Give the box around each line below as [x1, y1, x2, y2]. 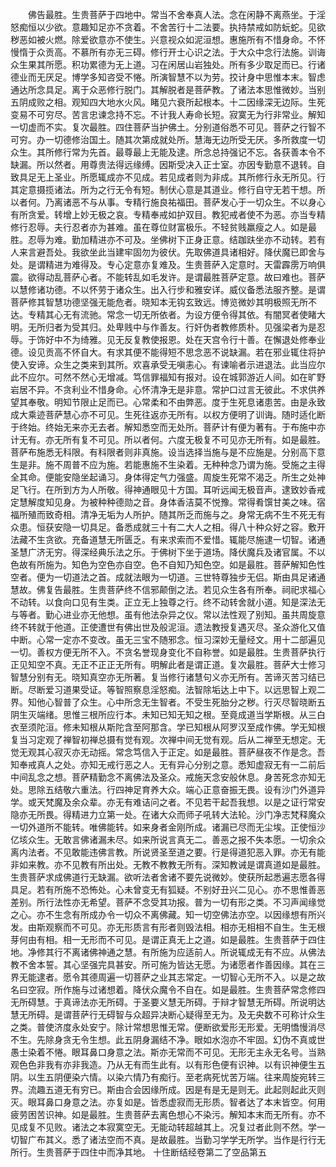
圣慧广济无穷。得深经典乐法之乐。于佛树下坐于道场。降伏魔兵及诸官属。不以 [10, 546, 326, 558]
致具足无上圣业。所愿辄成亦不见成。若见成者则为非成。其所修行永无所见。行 [10, 171, 326, 183]
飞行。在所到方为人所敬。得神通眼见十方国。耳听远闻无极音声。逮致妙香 [18, 484, 317, 495]
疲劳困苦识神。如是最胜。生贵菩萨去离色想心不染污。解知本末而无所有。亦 [10, 1109, 317, 1120]
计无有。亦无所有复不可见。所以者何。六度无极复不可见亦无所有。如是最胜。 [10, 434, 326, 445]
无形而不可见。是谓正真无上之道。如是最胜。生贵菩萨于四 [79, 934, 317, 945]
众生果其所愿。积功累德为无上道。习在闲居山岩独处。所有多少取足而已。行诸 [10, 59, 326, 70]
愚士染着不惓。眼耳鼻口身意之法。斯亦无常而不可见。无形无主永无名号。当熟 [10, 1046, 326, 1058]
